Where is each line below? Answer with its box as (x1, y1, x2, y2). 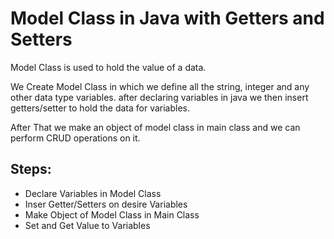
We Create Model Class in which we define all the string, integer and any (10, 80, 310, 92)
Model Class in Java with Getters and (10, 7, 325, 30)
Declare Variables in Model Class (24, 187, 162, 199)
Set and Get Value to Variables (24, 219, 151, 231)
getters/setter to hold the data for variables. (10, 102, 191, 114)
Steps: (10, 161, 52, 178)
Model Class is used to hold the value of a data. (10, 61, 207, 73)
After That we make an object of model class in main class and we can (10, 121, 301, 133)
